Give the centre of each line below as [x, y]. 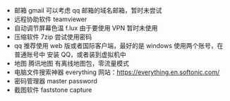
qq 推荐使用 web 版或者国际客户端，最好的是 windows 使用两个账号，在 [119, 46]
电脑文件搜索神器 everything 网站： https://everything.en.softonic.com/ [117, 72]
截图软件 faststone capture [53, 90]
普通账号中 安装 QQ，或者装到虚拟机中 [70, 54]
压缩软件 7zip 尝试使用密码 [53, 37]
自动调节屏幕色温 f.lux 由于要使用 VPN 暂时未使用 [86, 28]
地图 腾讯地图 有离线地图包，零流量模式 [71, 63]
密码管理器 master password [55, 81]
